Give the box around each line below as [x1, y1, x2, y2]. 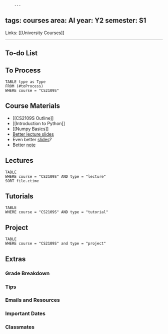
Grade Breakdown [5, 270, 50, 277]
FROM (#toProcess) [5, 84, 43, 89]
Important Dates [5, 310, 46, 317]
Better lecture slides [12, 131, 54, 137]
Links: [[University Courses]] [5, 30, 64, 36]
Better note [12, 142, 36, 148]
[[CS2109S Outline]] [12, 115, 54, 121]
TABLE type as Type [5, 79, 46, 84]
